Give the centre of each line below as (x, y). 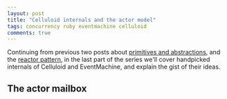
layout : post (26, 13)
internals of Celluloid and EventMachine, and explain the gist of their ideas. (114, 67)
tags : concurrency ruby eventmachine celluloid (77, 26)
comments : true (29, 33)
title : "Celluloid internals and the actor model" (82, 20)
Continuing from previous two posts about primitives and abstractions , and (114, 52)
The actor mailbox (47, 88)
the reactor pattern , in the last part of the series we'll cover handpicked (109, 60)
